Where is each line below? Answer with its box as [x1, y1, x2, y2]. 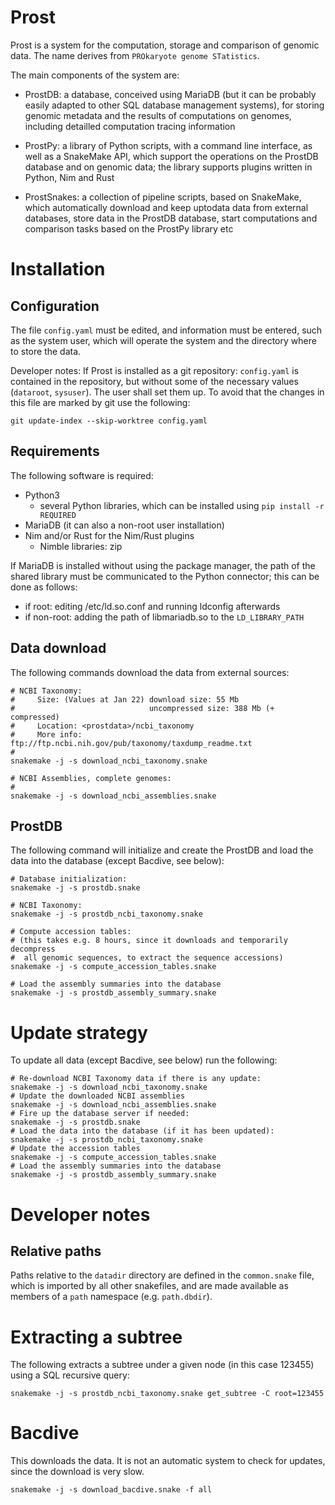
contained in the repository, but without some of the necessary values [10, 375, 299, 387]
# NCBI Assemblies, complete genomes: [10, 773, 172, 783]
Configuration [10, 297, 100, 315]
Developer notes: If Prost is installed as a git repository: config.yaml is [10, 364, 300, 376]
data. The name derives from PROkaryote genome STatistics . [10, 49, 260, 61]
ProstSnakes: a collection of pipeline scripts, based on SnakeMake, [24, 191, 302, 203]
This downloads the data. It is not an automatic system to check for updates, [10, 1455, 326, 1467]
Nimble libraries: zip [39, 540, 123, 552]
